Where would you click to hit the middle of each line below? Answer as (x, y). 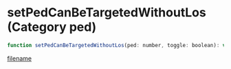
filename (20, 58)
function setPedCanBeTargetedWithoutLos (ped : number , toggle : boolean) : (113, 45)
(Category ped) (52, 27)
